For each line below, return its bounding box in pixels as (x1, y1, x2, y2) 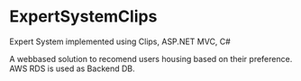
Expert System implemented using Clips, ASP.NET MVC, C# (9, 36, 232, 47)
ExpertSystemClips (9, 6, 158, 27)
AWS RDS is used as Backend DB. (9, 63, 135, 74)
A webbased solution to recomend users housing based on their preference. (9, 53, 293, 64)
